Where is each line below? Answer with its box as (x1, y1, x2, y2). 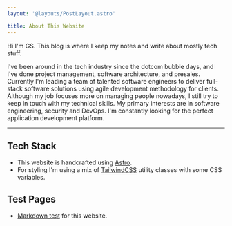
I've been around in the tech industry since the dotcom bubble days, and (7, 62, 214, 70)
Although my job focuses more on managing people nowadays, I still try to (7, 91, 219, 100)
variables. (17, 173, 46, 182)
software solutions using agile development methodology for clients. (23, 84, 219, 93)
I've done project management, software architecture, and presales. (7, 70, 200, 78)
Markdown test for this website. (17, 211, 108, 220)
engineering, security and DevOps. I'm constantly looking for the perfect (7, 106, 214, 115)
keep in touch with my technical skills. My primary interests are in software (7, 99, 220, 107)
